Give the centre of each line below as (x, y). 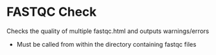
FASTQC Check (51, 12)
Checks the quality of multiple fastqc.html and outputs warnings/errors (108, 31)
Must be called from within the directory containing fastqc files (106, 44)
